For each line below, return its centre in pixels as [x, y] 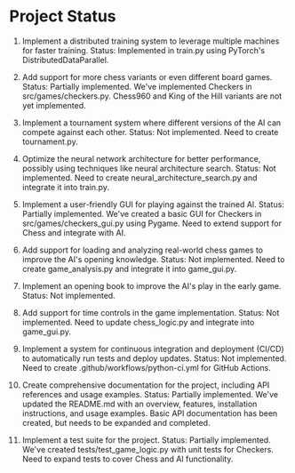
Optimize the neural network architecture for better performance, [141, 158]
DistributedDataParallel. [65, 60]
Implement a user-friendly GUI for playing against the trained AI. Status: [153, 204]
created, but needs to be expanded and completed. [116, 422]
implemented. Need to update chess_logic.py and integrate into [138, 322]
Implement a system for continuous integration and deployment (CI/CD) [153, 349]
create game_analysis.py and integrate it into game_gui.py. [129, 269]
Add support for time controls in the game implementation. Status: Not [151, 312]
